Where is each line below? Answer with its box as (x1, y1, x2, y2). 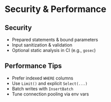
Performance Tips (4, 61, 62, 70)
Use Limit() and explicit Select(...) (11, 80, 88, 86)
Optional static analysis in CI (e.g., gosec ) (11, 47, 96, 53)
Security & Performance (4, 3, 107, 15)
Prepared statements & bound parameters (11, 36, 98, 42)
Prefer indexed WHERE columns (11, 75, 73, 81)
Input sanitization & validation (11, 42, 73, 48)
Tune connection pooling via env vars (11, 91, 89, 97)
